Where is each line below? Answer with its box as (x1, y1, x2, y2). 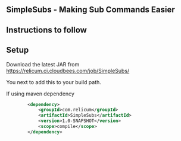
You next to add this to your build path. (6, 78, 101, 85)
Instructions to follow (6, 25, 88, 35)
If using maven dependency (6, 90, 74, 97)
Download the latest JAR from (6, 60, 80, 68)
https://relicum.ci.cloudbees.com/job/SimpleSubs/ (6, 67, 130, 74)
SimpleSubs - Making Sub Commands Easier (6, 5, 176, 15)
